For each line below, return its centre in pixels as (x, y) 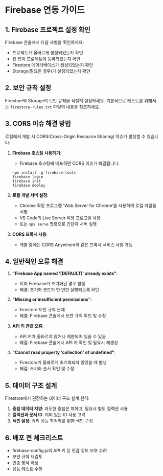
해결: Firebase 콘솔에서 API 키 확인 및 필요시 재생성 (69, 342)
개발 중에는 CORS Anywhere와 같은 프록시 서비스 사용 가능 (76, 245)
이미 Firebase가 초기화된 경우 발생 (52, 284)
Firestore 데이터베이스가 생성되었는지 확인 (53, 65)
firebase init (26, 181)
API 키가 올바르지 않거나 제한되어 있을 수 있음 (63, 337)
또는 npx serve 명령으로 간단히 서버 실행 (58, 224)
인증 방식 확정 (25, 463)
